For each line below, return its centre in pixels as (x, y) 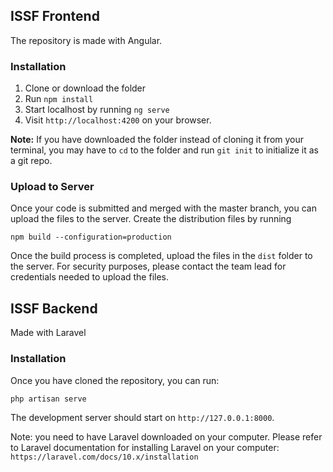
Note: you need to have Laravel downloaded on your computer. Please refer (166, 436)
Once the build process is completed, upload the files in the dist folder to (161, 256)
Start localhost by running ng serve (97, 110)
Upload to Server (52, 187)
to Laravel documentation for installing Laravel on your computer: (145, 447)
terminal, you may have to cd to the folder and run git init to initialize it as (164, 150)
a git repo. (31, 161)
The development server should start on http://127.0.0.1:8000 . (142, 417)
